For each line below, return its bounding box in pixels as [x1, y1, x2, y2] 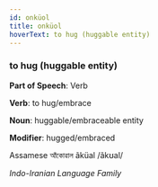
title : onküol [9, 22, 63, 31]
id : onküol [9, 13, 50, 22]
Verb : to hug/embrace [9, 97, 92, 108]
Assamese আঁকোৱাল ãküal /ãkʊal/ [9, 149, 124, 160]
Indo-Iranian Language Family [9, 167, 122, 178]
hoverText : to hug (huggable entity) [9, 30, 151, 39]
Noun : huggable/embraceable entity [9, 114, 144, 126]
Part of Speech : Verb [9, 80, 88, 91]
